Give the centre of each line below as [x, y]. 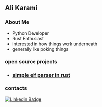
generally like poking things [40, 49]
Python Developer [31, 33]
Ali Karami [21, 8]
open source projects [31, 61]
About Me [17, 22]
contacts [16, 88]
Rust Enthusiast [28, 38]
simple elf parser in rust [41, 75]
